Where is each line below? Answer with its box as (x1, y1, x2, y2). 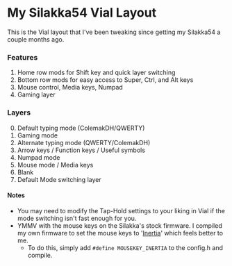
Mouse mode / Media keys (17, 160, 94, 169)
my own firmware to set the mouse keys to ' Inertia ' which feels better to (17, 228, 224, 237)
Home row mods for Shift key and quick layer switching (17, 68, 176, 77)
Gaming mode (17, 131, 58, 140)
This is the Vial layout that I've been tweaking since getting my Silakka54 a (7, 28, 221, 36)
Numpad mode (17, 153, 60, 161)
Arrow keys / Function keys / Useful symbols (17, 146, 146, 154)
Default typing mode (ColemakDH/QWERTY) (17, 124, 145, 132)
